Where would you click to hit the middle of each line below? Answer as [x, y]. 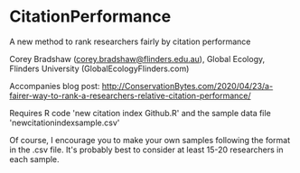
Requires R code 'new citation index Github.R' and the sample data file [140, 113]
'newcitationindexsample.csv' [65, 123]
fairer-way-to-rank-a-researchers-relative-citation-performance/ [130, 96]
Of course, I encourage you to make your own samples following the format [150, 140]
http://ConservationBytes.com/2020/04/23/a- [187, 86]
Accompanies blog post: [55, 86]
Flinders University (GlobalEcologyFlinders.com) [99, 68]
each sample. [35, 159]
